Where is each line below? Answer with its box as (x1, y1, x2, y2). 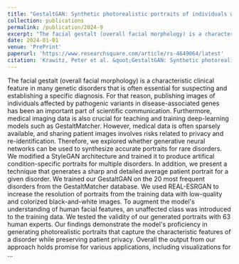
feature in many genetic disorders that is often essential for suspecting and (7, 83, 228, 93)
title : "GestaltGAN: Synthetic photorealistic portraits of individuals (7, 10, 228, 18)
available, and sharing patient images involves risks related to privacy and (7, 129, 224, 137)
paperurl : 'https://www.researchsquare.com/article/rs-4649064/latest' (7, 51, 224, 58)
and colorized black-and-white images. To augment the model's (7, 197, 196, 206)
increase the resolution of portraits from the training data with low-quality (7, 189, 223, 198)
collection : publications (7, 17, 84, 24)
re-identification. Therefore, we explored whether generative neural (7, 137, 206, 145)
